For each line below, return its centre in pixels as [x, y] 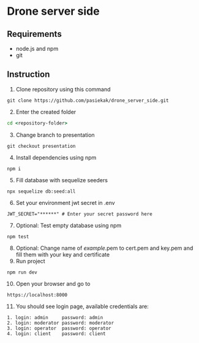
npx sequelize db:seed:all [41, 191]
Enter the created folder [46, 112]
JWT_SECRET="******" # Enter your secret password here [80, 214]
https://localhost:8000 [37, 295]
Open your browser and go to [53, 283]
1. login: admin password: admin [55, 317]
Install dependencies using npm [56, 157]
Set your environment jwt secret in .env [65, 202]
